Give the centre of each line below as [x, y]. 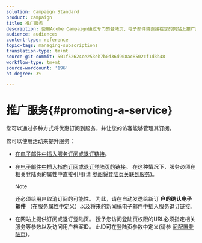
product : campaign [29, 17]
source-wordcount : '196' [37, 68]
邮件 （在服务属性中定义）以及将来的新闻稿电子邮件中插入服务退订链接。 [105, 206]
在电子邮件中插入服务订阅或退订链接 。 [62, 154]
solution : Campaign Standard [43, 12]
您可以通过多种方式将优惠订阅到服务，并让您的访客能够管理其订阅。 [90, 128]
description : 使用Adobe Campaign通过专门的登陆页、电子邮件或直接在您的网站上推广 [101, 29]
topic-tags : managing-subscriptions [52, 46]
